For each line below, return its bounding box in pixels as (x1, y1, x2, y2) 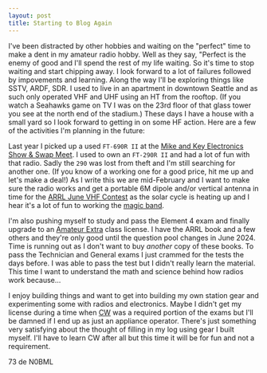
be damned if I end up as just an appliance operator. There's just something (8, 316, 257, 325)
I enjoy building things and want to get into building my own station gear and (8, 290, 259, 300)
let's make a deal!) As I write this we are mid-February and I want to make (8, 175, 250, 184)
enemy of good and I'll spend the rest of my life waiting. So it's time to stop (8, 57, 255, 68)
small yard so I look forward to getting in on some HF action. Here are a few (8, 117, 257, 127)
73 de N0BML (8, 356, 54, 367)
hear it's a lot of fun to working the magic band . (8, 200, 165, 210)
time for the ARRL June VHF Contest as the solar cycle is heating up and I (8, 192, 249, 202)
